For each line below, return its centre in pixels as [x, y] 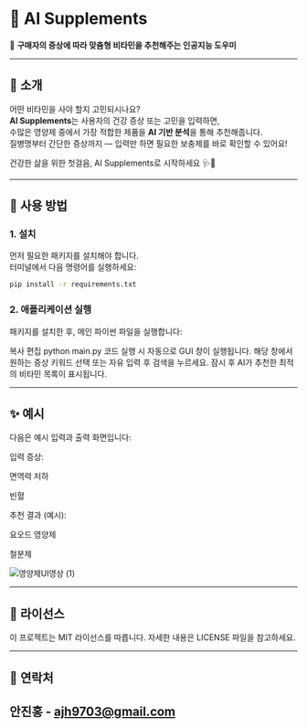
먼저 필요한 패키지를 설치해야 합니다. [74, 256]
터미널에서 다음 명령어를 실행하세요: [73, 267]
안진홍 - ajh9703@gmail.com [93, 712]
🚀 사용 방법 [39, 206]
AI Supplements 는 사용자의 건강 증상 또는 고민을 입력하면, [115, 120]
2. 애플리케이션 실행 [51, 310]
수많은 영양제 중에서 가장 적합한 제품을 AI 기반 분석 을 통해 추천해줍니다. [136, 132]
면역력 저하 [29, 476]
